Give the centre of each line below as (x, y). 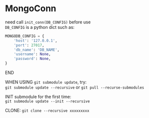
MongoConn (31, 9)
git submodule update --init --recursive (48, 101)
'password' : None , (32, 59)
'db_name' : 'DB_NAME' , (37, 50)
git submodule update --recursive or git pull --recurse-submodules (75, 87)
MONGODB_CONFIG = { (25, 36)
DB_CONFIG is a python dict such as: (40, 27)
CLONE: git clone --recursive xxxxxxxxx (47, 111)
